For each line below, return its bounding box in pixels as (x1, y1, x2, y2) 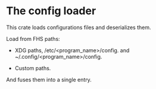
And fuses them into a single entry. (6, 76, 92, 83)
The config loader (6, 4, 96, 18)
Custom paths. (14, 64, 51, 72)
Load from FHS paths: (6, 35, 61, 42)
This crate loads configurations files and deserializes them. (6, 24, 151, 31)
